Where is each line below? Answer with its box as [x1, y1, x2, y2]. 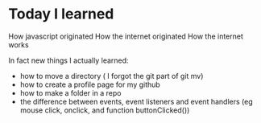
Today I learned [8, 5, 114, 23]
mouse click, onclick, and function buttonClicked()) [19, 105, 190, 115]
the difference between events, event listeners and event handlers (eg [19, 96, 253, 106]
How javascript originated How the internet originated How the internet [8, 31, 244, 41]
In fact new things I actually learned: [8, 55, 129, 65]
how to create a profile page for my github [19, 80, 161, 89]
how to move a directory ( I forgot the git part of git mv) [19, 71, 204, 80]
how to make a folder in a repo [19, 88, 122, 97]
